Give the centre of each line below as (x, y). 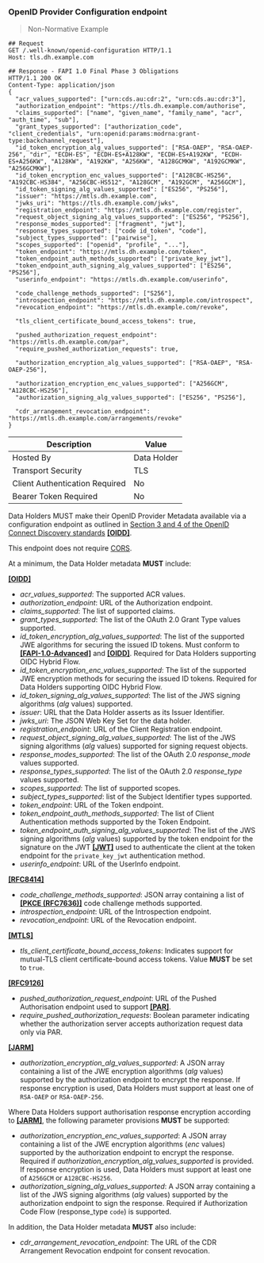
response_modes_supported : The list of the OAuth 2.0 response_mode (135, 754)
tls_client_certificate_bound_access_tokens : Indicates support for (126, 951)
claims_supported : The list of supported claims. (98, 611)
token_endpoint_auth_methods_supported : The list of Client (117, 814)
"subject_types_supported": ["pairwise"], (86, 238)
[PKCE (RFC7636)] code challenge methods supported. (111, 904)
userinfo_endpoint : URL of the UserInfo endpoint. (100, 864)
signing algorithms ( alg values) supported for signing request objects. (134, 746)
